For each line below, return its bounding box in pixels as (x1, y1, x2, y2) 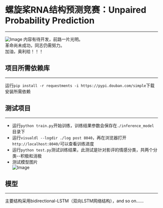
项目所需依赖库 (5, 64, 50, 72)
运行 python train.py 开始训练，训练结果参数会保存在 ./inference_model (12, 122, 154, 128)
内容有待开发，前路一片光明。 (23, 36, 83, 42)
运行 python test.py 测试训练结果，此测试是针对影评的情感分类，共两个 (12, 147, 154, 153)
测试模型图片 (12, 159, 38, 165)
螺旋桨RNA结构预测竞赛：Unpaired (5, 4, 147, 16)
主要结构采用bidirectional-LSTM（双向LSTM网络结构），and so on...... (5, 198, 144, 204)
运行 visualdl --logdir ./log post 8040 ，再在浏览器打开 (12, 135, 127, 140)
